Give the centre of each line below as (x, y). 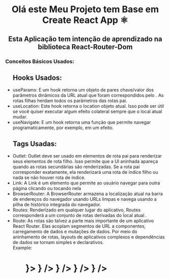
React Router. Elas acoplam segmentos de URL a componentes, (79, 226)
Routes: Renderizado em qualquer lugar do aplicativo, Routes (77, 210)
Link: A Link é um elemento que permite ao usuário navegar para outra (86, 183)
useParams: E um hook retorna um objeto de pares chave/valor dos (83, 90)
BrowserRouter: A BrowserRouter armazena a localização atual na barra (88, 194)
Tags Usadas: (35, 144)
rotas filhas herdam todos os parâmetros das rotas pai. (70, 101)
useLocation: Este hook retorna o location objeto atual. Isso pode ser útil (88, 106)
